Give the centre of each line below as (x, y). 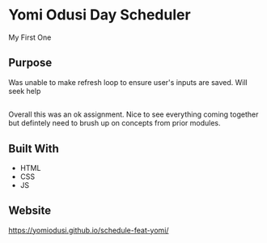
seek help (25, 91)
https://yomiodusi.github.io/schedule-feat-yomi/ (89, 230)
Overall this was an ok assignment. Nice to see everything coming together (133, 114)
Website (30, 211)
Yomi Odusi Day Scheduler (100, 15)
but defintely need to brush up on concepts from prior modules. (114, 123)
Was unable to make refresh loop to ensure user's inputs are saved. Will (128, 82)
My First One (30, 37)
